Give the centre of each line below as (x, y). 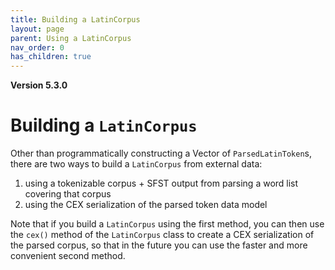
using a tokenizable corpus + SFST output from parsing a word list (161, 183)
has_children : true (51, 57)
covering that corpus (68, 194)
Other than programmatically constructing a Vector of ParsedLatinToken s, (161, 153)
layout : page (37, 29)
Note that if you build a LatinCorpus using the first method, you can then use (167, 224)
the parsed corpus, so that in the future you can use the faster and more (159, 245)
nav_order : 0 (37, 47)
